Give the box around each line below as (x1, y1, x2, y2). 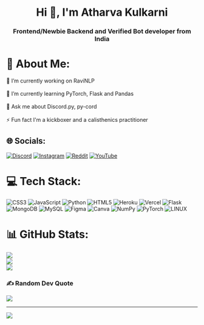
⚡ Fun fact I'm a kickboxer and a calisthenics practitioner (6, 116, 149, 124)
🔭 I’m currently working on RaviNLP (6, 77, 95, 84)
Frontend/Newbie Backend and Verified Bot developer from (13, 27, 191, 36)
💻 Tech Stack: (6, 175, 81, 189)
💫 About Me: (6, 57, 70, 71)
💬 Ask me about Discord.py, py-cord (6, 103, 97, 110)
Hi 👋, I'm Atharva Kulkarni (36, 5, 168, 19)
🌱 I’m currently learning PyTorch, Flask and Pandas (6, 90, 134, 98)
